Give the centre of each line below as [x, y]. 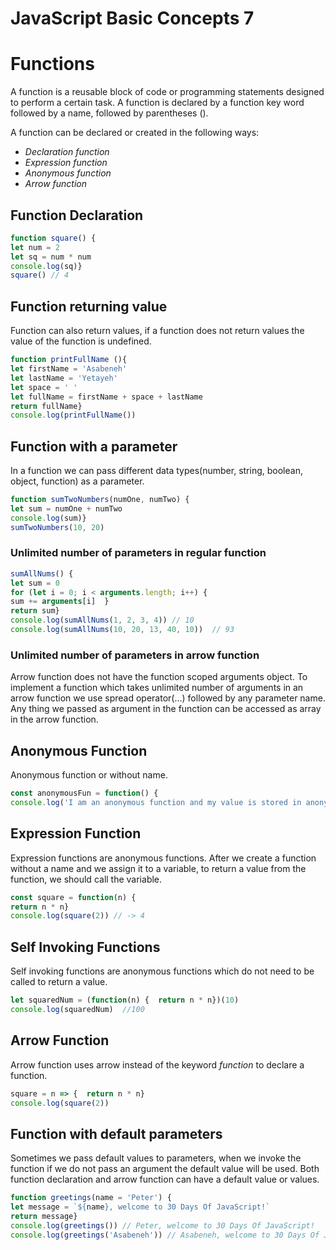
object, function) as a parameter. [77, 481]
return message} [44, 1216]
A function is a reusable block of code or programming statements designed [167, 92]
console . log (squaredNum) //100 [77, 1009]
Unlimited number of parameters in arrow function [135, 655]
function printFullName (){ [69, 360]
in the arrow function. [54, 719]
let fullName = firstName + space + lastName [106, 397]
